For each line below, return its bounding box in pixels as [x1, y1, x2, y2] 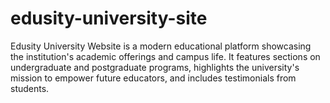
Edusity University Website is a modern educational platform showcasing [10, 40, 312, 52]
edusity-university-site [10, 7, 208, 30]
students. [10, 82, 50, 94]
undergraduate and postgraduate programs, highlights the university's [10, 61, 300, 73]
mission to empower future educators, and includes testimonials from [10, 72, 297, 84]
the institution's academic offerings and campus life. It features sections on [10, 50, 321, 62]
